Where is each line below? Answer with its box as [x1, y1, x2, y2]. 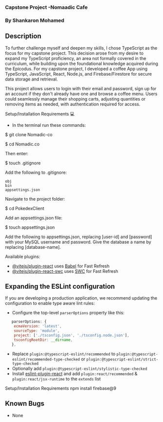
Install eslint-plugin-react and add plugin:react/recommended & [12, 370, 138, 377]
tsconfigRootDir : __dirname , [14, 337, 73, 342]
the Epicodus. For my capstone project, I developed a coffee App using [5, 65, 147, 72]
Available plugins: [5, 253, 40, 260]
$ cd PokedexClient [5, 205, 45, 211]
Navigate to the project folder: [5, 196, 65, 201]
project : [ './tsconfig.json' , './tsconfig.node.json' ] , [14, 333, 130, 338]
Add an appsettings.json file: [5, 215, 62, 221]
